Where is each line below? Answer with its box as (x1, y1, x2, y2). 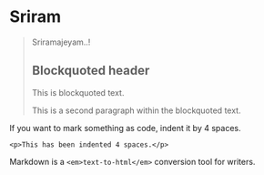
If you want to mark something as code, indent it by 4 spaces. (9, 122, 241, 133)
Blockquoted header (31, 63, 150, 78)
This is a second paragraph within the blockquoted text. (31, 105, 241, 116)
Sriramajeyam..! (31, 36, 91, 47)
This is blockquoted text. (31, 87, 125, 98)
